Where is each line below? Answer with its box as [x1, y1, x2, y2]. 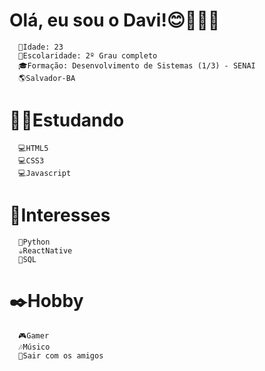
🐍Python [18, 237, 51, 247]
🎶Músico [18, 342, 51, 352]
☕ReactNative [18, 245, 73, 256]
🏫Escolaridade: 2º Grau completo [18, 50, 158, 61]
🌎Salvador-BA [18, 73, 76, 83]
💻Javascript [18, 168, 72, 178]
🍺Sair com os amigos [18, 350, 104, 361]
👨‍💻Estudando [9, 109, 125, 132]
